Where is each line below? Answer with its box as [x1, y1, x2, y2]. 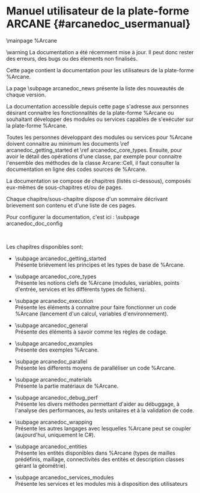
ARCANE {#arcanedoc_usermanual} [6, 17, 191, 31]
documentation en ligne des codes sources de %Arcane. [6, 166, 147, 173]
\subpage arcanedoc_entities [14, 442, 87, 450]
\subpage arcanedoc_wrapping [14, 418, 92, 426]
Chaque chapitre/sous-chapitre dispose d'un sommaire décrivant [6, 195, 168, 202]
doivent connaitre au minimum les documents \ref [6, 140, 129, 147]
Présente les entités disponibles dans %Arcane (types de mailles [14, 449, 176, 456]
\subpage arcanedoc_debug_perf [14, 394, 98, 401]
